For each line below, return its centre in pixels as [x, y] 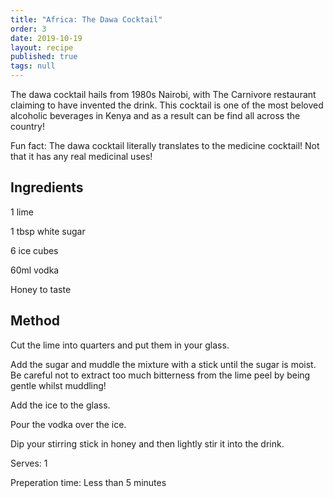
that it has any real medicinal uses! [81, 156]
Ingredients [47, 187]
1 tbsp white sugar [48, 231]
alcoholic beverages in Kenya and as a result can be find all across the [155, 115]
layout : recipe [42, 47]
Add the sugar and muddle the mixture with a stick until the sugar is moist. [163, 364]
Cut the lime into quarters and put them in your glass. [120, 345]
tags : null [33, 66]
